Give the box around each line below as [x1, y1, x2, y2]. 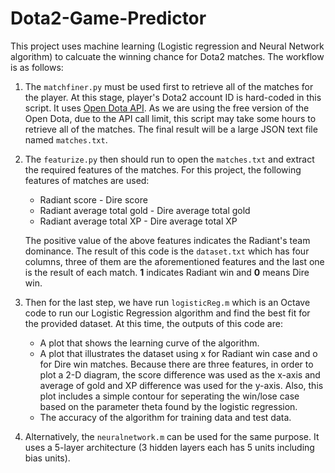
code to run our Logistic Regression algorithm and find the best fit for [24, 307, 311, 319]
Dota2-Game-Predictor [10, 7, 207, 30]
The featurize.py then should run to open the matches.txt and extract [24, 153, 315, 165]
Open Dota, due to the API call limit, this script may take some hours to [24, 112, 317, 124]
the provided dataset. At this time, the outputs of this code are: [24, 317, 283, 329]
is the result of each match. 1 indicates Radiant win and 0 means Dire [24, 266, 310, 278]
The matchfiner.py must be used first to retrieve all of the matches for [24, 80, 314, 92]
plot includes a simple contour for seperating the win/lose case [39, 390, 300, 402]
